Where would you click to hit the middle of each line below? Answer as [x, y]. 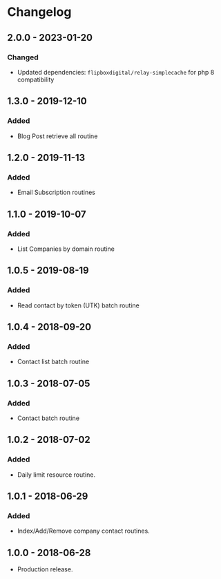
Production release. [45, 569]
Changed [23, 57]
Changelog [39, 12]
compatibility [36, 79]
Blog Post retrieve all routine [57, 136]
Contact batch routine [48, 418]
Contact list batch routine [53, 362]
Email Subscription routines [56, 192]
